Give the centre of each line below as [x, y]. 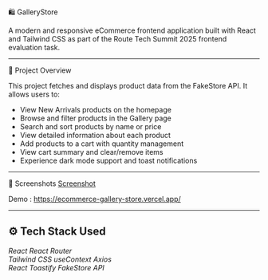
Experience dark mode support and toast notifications [108, 160]
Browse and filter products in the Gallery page [95, 118]
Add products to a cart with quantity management [102, 144]
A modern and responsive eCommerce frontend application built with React [132, 30]
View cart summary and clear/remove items [91, 152]
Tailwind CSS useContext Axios [60, 259]
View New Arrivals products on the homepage [95, 110]
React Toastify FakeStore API [57, 267]
